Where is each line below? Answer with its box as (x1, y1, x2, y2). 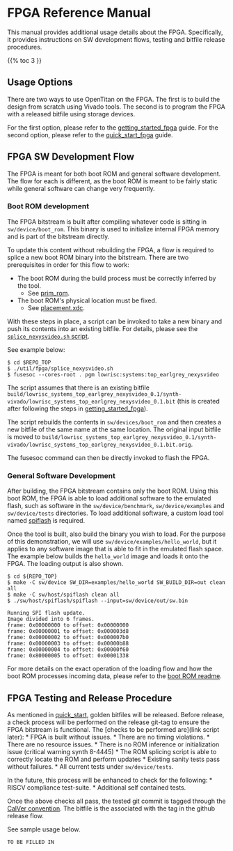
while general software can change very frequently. (7, 184, 155, 192)
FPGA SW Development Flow (7, 151, 134, 163)
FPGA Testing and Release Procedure (7, 692, 172, 704)
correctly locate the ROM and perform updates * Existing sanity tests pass (7, 755, 220, 763)
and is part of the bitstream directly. (7, 232, 110, 240)
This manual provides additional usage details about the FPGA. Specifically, (7, 28, 224, 36)
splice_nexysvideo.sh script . (7, 332, 90, 340)
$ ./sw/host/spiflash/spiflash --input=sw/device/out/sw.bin (7, 597, 188, 604)
